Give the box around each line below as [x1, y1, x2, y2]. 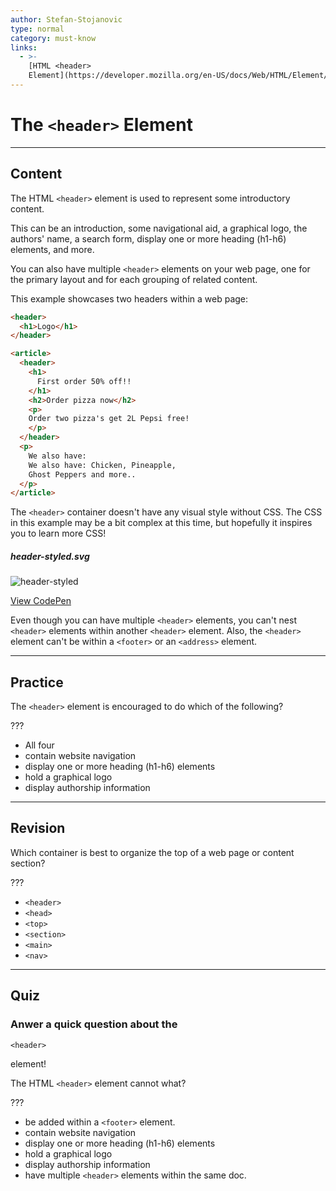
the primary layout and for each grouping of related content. [10, 273, 258, 285]
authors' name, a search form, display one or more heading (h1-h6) [10, 232, 287, 245]
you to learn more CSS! [10, 527, 107, 540]
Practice [10, 674, 64, 691]
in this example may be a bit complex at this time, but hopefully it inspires [10, 517, 313, 529]
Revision [10, 820, 66, 837]
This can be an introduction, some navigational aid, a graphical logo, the [10, 222, 308, 234]
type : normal [10, 24, 65, 34]
